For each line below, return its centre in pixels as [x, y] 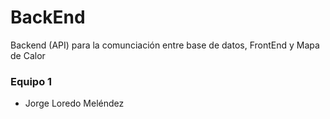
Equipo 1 [31, 81]
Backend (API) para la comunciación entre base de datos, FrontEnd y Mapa [165, 45]
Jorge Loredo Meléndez [74, 103]
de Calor [28, 55]
